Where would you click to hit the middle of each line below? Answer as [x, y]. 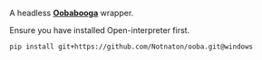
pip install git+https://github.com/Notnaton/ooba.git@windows [131, 47]
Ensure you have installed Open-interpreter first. [100, 30]
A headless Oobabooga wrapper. [72, 13]
